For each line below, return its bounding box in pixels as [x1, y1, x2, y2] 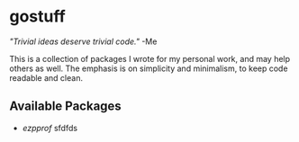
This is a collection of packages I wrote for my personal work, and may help [9, 53, 291, 64]
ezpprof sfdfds [22, 122, 78, 133]
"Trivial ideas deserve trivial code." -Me [9, 36, 158, 47]
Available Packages [9, 99, 122, 114]
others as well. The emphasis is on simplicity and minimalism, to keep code [9, 63, 288, 74]
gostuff [9, 6, 66, 27]
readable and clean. [9, 72, 84, 83]
